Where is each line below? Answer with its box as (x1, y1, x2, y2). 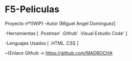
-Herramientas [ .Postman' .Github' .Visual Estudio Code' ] (5, 30, 127, 36)
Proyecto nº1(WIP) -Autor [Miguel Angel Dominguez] (5, 20, 116, 26)
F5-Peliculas (5, 4, 60, 15)
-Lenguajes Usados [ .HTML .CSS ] (5, 40, 79, 46)
